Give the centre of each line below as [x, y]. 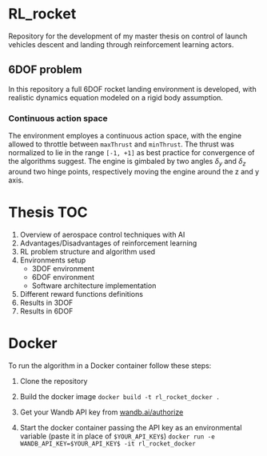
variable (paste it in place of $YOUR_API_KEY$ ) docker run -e [118, 436]
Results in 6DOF [46, 311]
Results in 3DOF [46, 302]
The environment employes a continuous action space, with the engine [125, 136]
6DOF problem [45, 70]
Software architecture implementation [94, 286]
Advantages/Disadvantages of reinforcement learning [108, 243]
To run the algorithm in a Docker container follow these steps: [110, 366]
